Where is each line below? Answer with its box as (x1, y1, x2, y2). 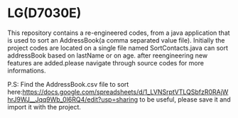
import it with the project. (7, 102, 82, 111)
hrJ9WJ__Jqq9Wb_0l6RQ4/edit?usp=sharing (7, 95, 139, 104)
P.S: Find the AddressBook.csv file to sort (7, 80, 129, 88)
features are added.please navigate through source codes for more (7, 58, 205, 67)
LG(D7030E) (7, 5, 82, 21)
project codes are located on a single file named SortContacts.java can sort (7, 43, 229, 52)
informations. (7, 66, 46, 75)
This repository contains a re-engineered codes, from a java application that (7, 28, 230, 37)
